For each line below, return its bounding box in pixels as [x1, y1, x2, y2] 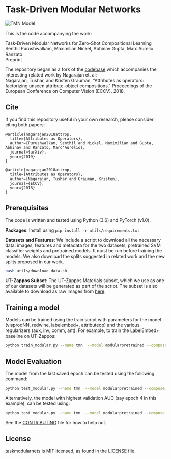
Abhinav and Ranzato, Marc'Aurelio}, [5, 145, 85, 150]
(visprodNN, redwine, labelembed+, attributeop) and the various [5, 322, 140, 328]
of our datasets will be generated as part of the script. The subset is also [5, 283, 158, 289]
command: [5, 376, 28, 382]
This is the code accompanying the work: [5, 30, 92, 36]
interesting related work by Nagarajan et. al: [5, 71, 97, 78]
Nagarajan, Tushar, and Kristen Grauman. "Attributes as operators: [5, 77, 144, 83]
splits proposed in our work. [5, 259, 64, 265]
